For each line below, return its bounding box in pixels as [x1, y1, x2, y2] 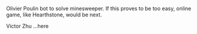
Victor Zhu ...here [6, 23, 49, 29]
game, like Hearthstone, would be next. [6, 11, 102, 18]
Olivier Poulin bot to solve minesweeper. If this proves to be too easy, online [6, 5, 192, 12]
